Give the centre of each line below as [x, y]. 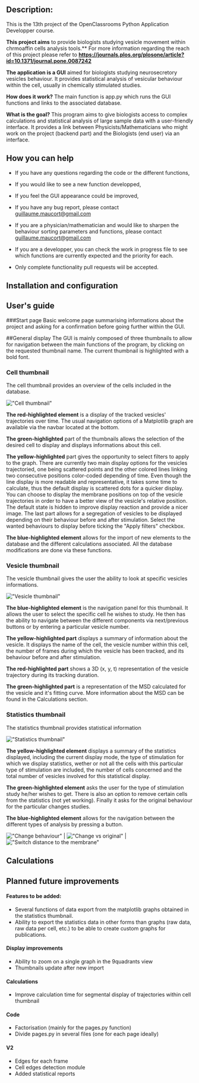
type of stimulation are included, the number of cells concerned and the [94, 770]
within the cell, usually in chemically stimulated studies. [74, 85]
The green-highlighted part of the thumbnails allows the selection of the [95, 439]
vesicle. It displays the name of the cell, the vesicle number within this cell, [97, 645]
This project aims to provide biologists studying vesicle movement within [96, 42]
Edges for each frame [41, 1061]
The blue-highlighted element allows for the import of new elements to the [99, 538]
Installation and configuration [62, 286]
